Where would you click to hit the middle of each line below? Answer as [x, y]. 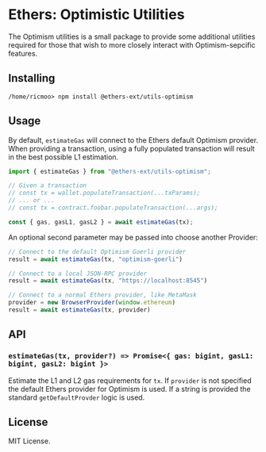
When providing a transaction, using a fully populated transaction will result [132, 148]
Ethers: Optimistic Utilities [96, 15]
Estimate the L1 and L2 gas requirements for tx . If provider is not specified [130, 380]
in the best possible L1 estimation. [64, 157]
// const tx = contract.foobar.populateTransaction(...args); [113, 208]
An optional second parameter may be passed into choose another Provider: [133, 237]
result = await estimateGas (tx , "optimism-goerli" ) [95, 259]
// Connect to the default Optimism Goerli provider [97, 251]
